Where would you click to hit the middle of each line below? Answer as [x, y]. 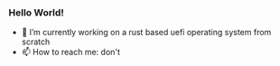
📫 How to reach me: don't [71, 52]
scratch [36, 42]
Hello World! [37, 13]
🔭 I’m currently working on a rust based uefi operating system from [146, 33]
